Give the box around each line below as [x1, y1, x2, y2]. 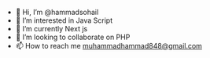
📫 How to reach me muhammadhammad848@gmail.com [15, 42, 203, 50]
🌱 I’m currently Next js [15, 24, 88, 33]
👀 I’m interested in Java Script [15, 16, 112, 25]
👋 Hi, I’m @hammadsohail [15, 8, 99, 16]
